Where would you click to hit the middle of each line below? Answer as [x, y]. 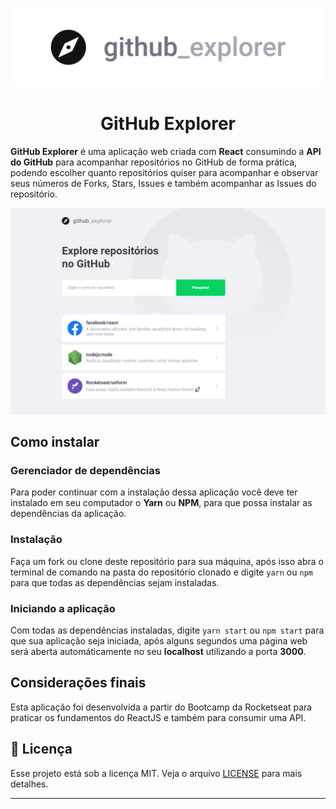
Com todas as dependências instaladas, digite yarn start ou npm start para [167, 630]
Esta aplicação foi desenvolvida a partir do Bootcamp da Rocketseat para [161, 707]
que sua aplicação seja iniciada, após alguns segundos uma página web [159, 640]
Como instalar [55, 442]
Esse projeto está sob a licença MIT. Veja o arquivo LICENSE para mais [156, 773]
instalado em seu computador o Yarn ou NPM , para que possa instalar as [161, 503]
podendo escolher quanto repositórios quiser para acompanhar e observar [164, 172]
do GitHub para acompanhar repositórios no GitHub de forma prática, [154, 162]
